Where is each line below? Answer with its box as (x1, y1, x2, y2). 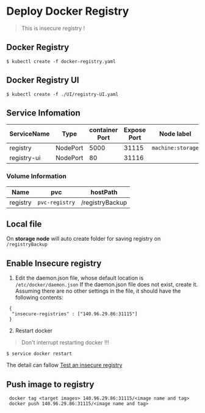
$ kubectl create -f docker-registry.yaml (6, 58, 116, 65)
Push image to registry (6, 379, 95, 389)
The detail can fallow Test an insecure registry (6, 362, 123, 369)
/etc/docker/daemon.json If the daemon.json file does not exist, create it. (15, 281, 198, 288)
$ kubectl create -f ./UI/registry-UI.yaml (6, 91, 119, 97)
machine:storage (151, 145, 200, 152)
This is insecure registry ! (21, 24, 85, 32)
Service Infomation (6, 108, 81, 118)
